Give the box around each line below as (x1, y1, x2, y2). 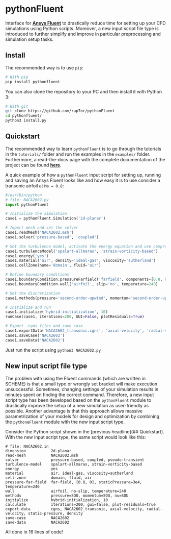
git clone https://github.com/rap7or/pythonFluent (5, 108, 115, 114)
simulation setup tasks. (5, 36, 54, 42)
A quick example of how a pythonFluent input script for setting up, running (5, 171, 161, 178)
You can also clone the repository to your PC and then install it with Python (5, 88, 162, 94)
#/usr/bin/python (5, 192, 42, 198)
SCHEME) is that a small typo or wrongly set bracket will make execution (5, 381, 158, 387)
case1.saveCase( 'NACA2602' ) (5, 333, 65, 338)
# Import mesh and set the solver (5, 225, 79, 230)
